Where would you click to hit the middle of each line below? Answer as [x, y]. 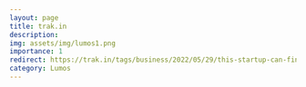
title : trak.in [38, 26]
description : [34, 34]
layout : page [34, 18]
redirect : [28, 60]
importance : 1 [36, 52]
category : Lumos [40, 69]
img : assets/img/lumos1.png [63, 43]
